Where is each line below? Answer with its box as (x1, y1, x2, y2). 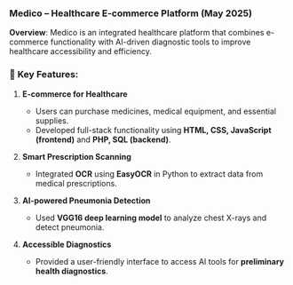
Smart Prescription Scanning (21, 151, 131, 162)
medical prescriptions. (35, 178, 117, 188)
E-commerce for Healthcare (21, 88, 128, 99)
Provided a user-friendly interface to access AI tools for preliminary (35, 256, 284, 266)
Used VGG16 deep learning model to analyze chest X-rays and (35, 212, 267, 223)
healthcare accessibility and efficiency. (9, 46, 153, 57)
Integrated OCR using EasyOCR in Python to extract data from (35, 168, 264, 179)
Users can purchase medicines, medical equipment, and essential (35, 106, 277, 116)
